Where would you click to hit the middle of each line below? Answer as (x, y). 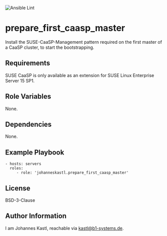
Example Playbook (35, 152)
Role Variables (28, 96)
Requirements (28, 63)
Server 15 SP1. (20, 81)
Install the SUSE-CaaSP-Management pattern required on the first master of (83, 42)
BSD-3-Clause (20, 200)
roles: (17, 169)
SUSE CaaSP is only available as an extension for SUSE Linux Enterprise (80, 75)
